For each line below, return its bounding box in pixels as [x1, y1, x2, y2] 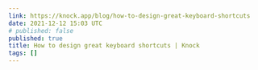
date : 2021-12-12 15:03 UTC [8, 19, 103, 27]
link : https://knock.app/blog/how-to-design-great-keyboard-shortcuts [8, 11, 251, 20]
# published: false [8, 27, 74, 35]
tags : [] [8, 49, 38, 57]
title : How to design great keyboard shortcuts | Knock [8, 42, 200, 50]
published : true [8, 34, 63, 43]
